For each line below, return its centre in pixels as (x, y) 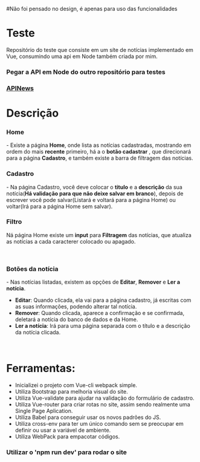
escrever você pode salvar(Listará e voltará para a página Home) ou (91, 200)
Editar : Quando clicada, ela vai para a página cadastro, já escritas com (103, 300)
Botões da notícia (32, 268)
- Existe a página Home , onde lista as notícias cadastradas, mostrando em (99, 145)
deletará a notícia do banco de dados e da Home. (76, 319)
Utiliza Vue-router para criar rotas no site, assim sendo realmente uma (102, 405)
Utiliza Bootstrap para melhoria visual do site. (71, 392)
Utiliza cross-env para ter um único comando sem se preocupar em (99, 424)
